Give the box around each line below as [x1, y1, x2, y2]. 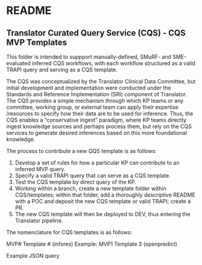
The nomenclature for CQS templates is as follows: [6, 229, 133, 236]
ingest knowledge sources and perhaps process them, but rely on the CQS [6, 123, 192, 130]
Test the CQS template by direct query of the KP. [14, 178, 137, 185]
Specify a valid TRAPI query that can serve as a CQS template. [14, 172, 171, 179]
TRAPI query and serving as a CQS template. [6, 66, 118, 73]
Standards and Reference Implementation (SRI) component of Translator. [6, 91, 187, 97]
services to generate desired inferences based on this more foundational [6, 129, 187, 136]
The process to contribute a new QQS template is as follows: [6, 148, 157, 154]
